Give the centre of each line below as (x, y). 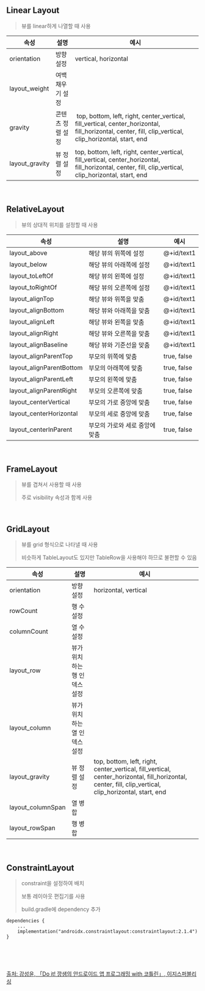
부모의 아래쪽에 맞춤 (115, 368)
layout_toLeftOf (31, 276)
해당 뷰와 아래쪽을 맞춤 (119, 310)
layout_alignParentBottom (46, 368)
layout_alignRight (34, 333)
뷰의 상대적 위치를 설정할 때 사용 (59, 225)
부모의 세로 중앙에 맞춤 (119, 414)
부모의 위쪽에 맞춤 (113, 356)
